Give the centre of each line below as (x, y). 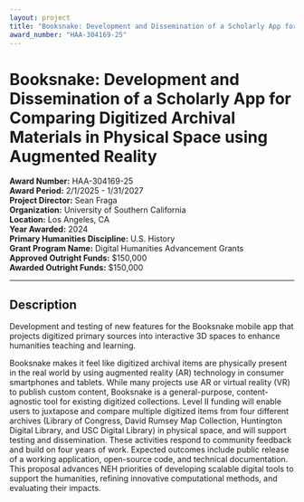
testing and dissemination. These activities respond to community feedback (151, 440)
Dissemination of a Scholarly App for (150, 98)
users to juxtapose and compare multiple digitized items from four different (149, 412)
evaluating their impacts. (55, 488)
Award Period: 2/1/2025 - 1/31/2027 (76, 191)
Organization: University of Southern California (98, 210)
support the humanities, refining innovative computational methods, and (143, 478)
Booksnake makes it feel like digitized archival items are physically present (148, 364)
